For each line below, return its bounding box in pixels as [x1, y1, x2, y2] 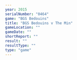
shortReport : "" [5, 34, 38, 39]
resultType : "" [5, 43, 36, 48]
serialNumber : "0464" [5, 12, 49, 16]
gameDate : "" [5, 30, 32, 34]
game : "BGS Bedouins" [5, 16, 49, 21]
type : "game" [5, 47, 32, 52]
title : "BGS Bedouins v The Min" [5, 20, 73, 26]
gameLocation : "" [5, 25, 40, 30]
